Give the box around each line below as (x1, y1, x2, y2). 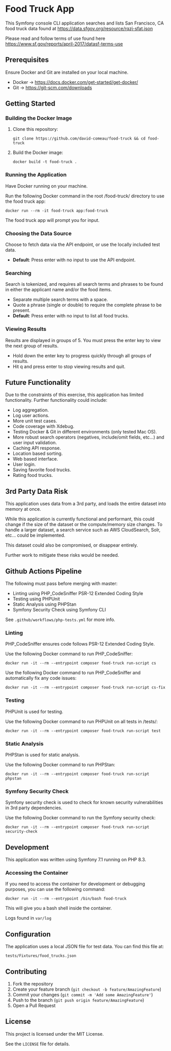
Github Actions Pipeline (5, 567, 82, 576)
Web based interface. (12, 456, 58, 462)
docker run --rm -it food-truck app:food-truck (5, 208, 109, 213)
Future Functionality (5, 378, 71, 387)
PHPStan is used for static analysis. (5, 751, 80, 758)
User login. (12, 461, 36, 468)
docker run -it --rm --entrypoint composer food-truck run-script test (5, 728, 161, 734)
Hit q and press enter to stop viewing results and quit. (12, 363, 126, 370)
